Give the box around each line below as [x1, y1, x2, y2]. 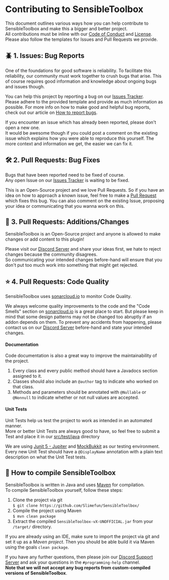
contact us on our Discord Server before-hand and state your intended [5, 324, 152, 331]
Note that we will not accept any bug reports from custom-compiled [5, 565, 151, 571]
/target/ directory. [12, 524, 52, 530]
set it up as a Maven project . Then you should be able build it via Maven [5, 539, 155, 545]
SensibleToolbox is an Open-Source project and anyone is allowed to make [5, 231, 161, 237]
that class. [12, 384, 34, 390]
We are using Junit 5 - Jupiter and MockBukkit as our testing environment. [5, 443, 160, 449]
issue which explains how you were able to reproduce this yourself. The [5, 135, 154, 141]
